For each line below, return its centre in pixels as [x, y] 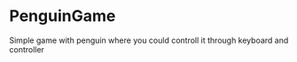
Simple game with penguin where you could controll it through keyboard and [149, 40]
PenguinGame [63, 16]
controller [27, 49]
